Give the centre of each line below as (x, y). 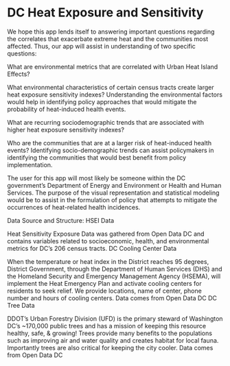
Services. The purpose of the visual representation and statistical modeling (113, 193)
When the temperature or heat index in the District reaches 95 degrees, (108, 261)
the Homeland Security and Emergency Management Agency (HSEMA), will (114, 276)
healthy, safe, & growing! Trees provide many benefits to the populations (110, 333)
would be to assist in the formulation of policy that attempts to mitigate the (112, 199)
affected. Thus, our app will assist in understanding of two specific (101, 46)
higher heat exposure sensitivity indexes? (66, 130)
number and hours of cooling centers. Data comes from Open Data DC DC (112, 298)
